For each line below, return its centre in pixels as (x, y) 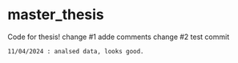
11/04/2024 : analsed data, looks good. (76, 51)
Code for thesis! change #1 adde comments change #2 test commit (119, 37)
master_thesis (56, 15)
